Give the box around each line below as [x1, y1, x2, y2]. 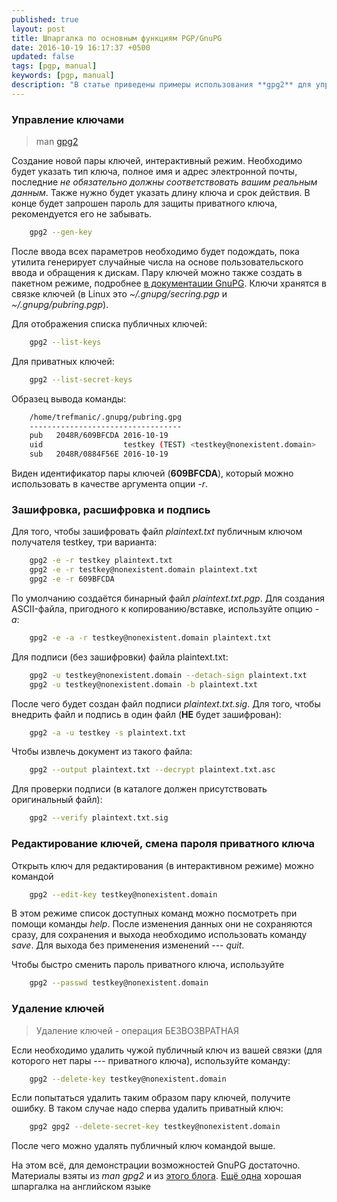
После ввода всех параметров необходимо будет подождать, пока [11, 245, 300, 257]
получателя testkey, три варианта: [11, 536, 158, 548]
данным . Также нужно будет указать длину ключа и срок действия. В [11, 187, 311, 199]
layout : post [11, 24, 66, 34]
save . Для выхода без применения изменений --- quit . [11, 939, 245, 951]
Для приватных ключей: [11, 355, 115, 367]
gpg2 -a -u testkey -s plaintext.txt [29, 727, 187, 738]
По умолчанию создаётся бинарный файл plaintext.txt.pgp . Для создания [11, 592, 325, 604]
